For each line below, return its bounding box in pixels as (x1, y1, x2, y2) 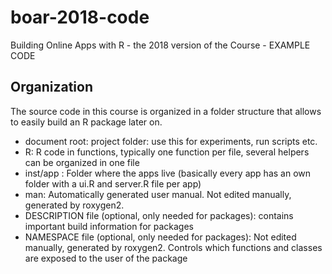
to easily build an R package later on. (10, 116, 163, 128)
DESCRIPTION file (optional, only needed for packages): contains (24, 209, 294, 221)
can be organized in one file (24, 156, 140, 168)
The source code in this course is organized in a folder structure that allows (10, 105, 322, 117)
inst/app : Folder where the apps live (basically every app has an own (24, 167, 312, 179)
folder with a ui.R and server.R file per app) (24, 177, 202, 190)
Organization (10, 79, 93, 96)
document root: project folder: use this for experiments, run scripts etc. (24, 135, 318, 147)
